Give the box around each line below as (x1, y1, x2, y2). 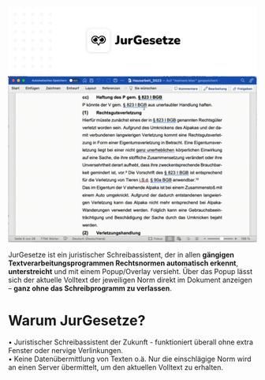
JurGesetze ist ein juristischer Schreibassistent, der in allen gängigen (8, 250, 235, 260)
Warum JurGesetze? (8, 311, 146, 329)
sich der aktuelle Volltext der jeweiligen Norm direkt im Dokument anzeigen (8, 275, 252, 285)
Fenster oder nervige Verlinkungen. (8, 346, 124, 356)
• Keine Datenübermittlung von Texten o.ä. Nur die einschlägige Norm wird (8, 354, 252, 364)
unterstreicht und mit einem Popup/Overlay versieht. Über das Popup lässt (8, 267, 253, 277)
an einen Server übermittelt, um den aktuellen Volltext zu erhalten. (8, 363, 223, 372)
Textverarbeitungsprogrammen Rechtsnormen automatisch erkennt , (8, 258, 239, 268)
